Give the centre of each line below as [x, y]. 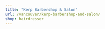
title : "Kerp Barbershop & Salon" [42, 10]
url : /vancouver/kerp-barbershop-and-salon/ [53, 14]
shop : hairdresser [24, 19]
